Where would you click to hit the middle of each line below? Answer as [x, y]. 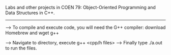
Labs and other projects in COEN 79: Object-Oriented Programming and [81, 7]
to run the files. [21, 48]
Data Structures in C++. [30, 13]
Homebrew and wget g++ [32, 33]
